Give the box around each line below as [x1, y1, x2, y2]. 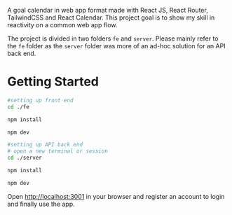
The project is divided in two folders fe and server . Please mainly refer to [7, 34, 219, 43]
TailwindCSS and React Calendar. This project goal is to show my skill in [7, 13, 215, 22]
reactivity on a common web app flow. [7, 21, 118, 29]
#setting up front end [7, 97, 74, 104]
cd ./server [7, 154, 42, 162]
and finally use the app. [7, 200, 75, 208]
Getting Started [7, 74, 100, 90]
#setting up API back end [7, 141, 83, 148]
